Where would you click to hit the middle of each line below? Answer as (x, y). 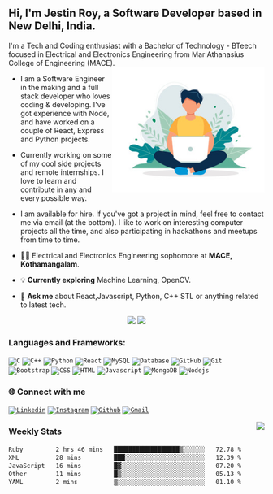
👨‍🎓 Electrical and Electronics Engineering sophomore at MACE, (126, 255)
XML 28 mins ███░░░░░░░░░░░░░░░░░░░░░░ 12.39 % (125, 457)
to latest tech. (43, 305)
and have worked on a (57, 122)
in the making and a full (59, 87)
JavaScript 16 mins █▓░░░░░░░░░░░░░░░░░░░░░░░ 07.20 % (125, 466)
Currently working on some (66, 154)
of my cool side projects (61, 163)
